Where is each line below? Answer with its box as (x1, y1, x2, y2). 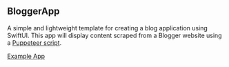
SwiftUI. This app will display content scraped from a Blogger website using (7, 31, 222, 39)
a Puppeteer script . (7, 38, 62, 47)
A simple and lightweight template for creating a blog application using (7, 23, 208, 32)
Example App (7, 52, 46, 60)
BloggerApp (7, 6, 60, 17)
